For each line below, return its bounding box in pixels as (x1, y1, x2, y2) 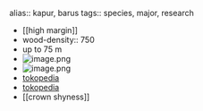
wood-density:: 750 (21, 35, 96, 45)
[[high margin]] (21, 25, 79, 35)
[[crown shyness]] (21, 91, 90, 102)
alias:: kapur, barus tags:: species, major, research (9, 8, 194, 18)
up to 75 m (21, 44, 63, 55)
